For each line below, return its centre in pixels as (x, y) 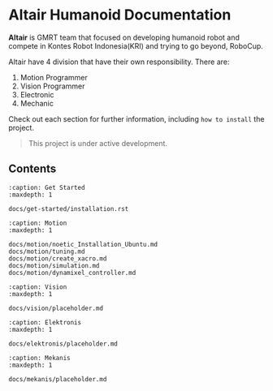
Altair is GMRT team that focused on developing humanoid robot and (124, 37)
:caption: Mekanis (39, 358)
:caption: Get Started (47, 187)
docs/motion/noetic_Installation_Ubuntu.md (83, 244)
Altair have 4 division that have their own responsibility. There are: (119, 62)
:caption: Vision (38, 287)
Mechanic (37, 103)
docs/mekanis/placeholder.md (58, 379)
